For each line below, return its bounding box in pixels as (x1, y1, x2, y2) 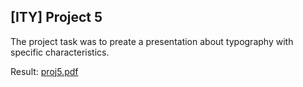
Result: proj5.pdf (10, 65, 79, 77)
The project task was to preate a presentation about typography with (10, 35, 294, 47)
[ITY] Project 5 (10, 9, 103, 26)
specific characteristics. (10, 46, 110, 58)
